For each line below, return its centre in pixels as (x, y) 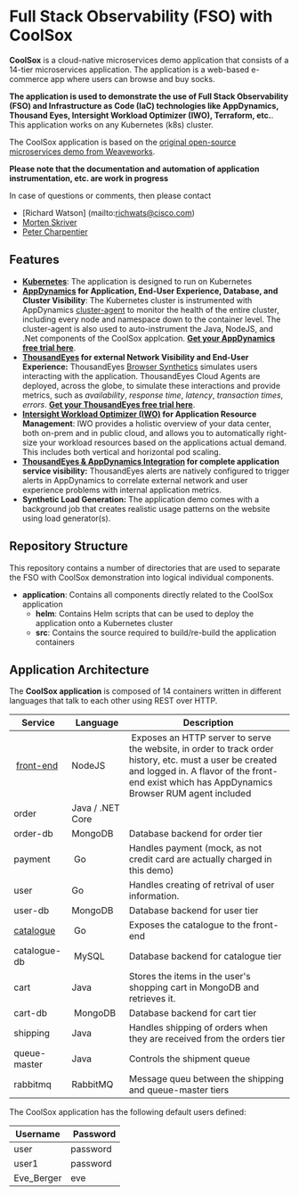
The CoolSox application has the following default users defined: (128, 1112)
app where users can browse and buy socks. (133, 78)
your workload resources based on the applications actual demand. (163, 442)
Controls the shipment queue (190, 1059)
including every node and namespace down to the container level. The (151, 319)
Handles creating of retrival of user (202, 885)
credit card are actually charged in (200, 860)
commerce (29, 78)
